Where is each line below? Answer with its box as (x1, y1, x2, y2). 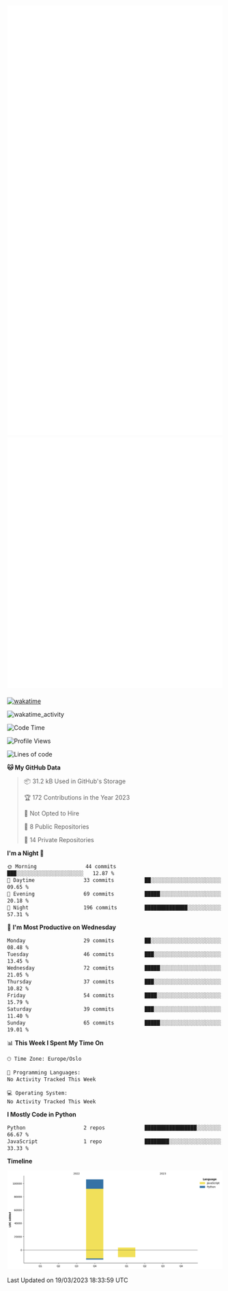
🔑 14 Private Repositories (23, 836, 94, 844)
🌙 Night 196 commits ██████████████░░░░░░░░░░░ (7, 905, 222, 911)
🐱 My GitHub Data (7, 763, 61, 772)
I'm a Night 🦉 (7, 849, 44, 857)
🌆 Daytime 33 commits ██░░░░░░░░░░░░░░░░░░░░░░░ (7, 877, 222, 884)
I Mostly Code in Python (7, 1110, 76, 1119)
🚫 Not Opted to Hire (23, 809, 80, 817)
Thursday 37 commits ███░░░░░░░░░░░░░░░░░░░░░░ (7, 979, 222, 985)
